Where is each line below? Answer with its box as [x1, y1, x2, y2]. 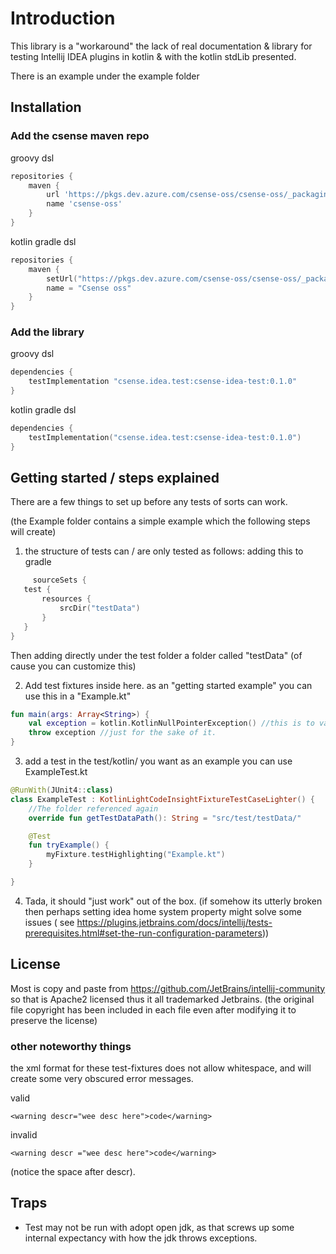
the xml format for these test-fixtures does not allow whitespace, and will [10, 1062, 312, 1074]
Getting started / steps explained [10, 470, 220, 487]
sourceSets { [32, 575, 87, 586]
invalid [10, 1129, 38, 1141]
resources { [41, 594, 92, 604]
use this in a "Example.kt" [24, 690, 132, 702]
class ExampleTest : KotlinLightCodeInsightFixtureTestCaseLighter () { [10, 794, 315, 804]
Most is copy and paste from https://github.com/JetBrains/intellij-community [10, 982, 326, 994]
